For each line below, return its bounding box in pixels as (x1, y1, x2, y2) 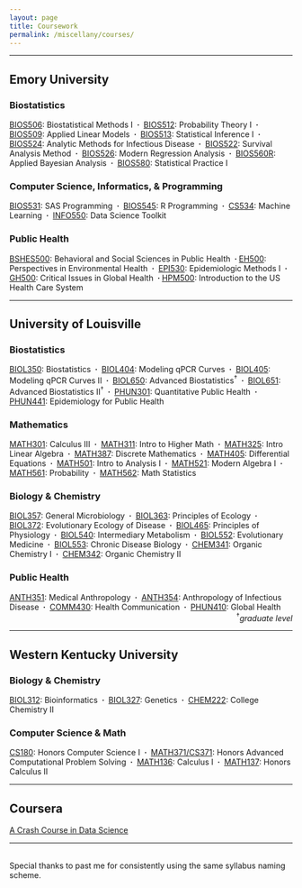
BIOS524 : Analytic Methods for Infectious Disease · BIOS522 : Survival (9, 139, 272, 150)
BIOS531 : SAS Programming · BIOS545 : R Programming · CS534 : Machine (9, 200, 290, 212)
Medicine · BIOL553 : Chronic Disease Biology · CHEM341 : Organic (9, 539, 262, 550)
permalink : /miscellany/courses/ (9, 30, 135, 39)
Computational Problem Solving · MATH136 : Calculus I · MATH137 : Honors (9, 756, 291, 767)
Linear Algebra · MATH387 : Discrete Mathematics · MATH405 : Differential (9, 448, 290, 459)
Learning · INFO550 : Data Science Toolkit (9, 210, 167, 221)
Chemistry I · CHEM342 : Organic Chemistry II (9, 549, 182, 560)
